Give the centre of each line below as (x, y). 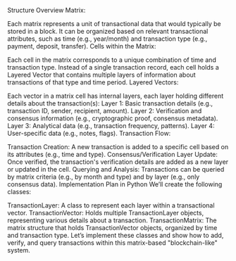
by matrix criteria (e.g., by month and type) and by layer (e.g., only (104, 177)
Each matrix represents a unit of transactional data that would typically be (114, 24)
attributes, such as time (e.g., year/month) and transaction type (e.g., (107, 39)
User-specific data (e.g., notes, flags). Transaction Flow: (89, 133)
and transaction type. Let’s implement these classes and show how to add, (116, 235)
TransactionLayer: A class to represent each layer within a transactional (111, 205)
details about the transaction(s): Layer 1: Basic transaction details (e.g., (110, 103)
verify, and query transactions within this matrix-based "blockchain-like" (113, 243)
